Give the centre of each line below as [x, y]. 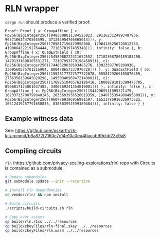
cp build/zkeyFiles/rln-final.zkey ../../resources [58, 226]
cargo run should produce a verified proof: [48, 22]
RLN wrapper [32, 9]
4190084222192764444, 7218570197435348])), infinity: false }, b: [74, 48]
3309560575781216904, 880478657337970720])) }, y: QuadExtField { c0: [78, 69]
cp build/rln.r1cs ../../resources [41, 221]
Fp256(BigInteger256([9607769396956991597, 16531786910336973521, [74, 99]
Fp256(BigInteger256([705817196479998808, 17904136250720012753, [72, 44]
